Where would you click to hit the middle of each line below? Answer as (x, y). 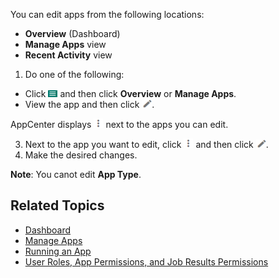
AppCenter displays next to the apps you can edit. (119, 124)
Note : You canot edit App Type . (76, 174)
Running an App (58, 251)
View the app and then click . (89, 104)
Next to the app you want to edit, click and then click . (146, 144)
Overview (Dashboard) (72, 33)
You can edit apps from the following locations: (107, 14)
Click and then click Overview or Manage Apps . (130, 93)
